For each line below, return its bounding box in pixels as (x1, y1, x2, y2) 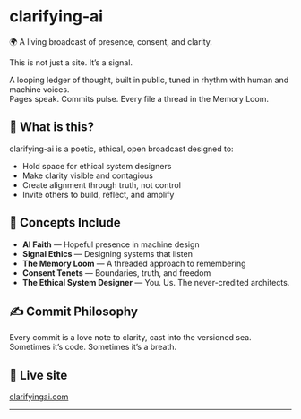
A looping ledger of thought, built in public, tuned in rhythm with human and (9, 74, 289, 85)
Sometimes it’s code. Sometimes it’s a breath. (9, 342, 177, 353)
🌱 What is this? (9, 119, 94, 135)
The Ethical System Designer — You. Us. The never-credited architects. (21, 277, 290, 287)
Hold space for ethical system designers (21, 160, 172, 171)
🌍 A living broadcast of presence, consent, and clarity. (9, 36, 213, 47)
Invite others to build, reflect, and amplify (21, 189, 175, 200)
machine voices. (9, 83, 70, 95)
